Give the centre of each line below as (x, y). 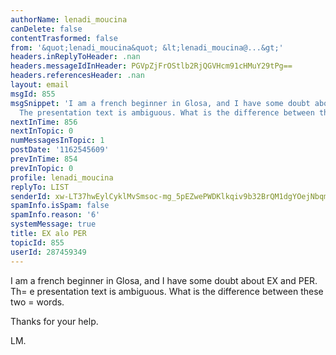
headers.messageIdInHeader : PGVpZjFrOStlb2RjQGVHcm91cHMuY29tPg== (151, 66)
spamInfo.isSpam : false (60, 206)
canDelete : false (46, 29)
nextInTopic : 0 (42, 131)
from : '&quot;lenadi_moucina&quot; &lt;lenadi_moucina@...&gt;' (147, 47)
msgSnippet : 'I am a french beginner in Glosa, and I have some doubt (160, 103)
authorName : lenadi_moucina (69, 19)
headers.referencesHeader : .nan (77, 76)
